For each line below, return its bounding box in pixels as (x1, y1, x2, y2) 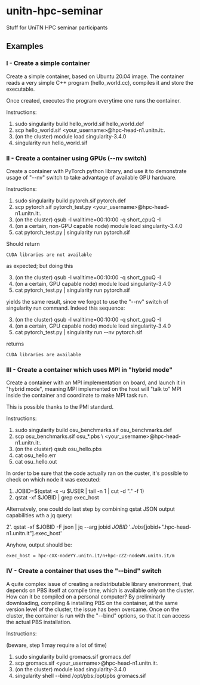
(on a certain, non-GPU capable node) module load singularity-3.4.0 (14, 222, 183, 229)
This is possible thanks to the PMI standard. (6, 403, 114, 411)
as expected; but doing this (6, 262, 73, 269)
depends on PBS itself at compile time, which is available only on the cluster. (6, 587, 195, 594)
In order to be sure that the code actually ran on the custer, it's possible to (6, 470, 189, 477)
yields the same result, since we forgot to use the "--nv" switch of (6, 298, 169, 305)
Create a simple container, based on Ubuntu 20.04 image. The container (6, 73, 184, 80)
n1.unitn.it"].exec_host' (6, 530, 62, 537)
